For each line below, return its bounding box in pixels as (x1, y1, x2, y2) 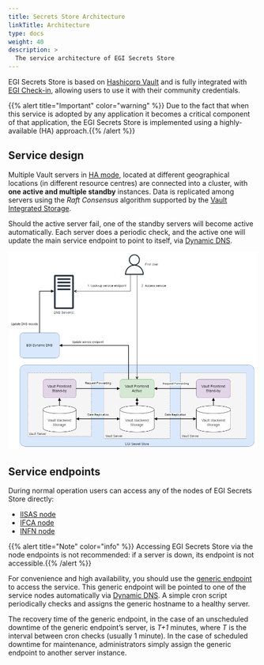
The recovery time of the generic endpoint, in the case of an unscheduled (8, 614, 249, 624)
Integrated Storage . (8, 203, 72, 213)
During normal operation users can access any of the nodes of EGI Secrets (8, 486, 252, 496)
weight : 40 (8, 38, 44, 46)
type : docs (8, 29, 44, 37)
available (8, 127, 38, 135)
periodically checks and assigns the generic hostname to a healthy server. (8, 599, 251, 609)
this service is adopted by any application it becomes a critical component (8, 109, 251, 119)
